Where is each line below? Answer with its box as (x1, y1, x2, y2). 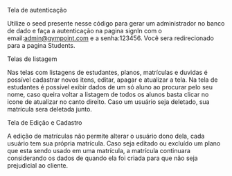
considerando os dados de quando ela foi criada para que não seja (7, 154, 199, 162)
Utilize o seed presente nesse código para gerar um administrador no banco (7, 19, 225, 27)
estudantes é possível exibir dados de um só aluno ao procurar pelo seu (7, 83, 213, 91)
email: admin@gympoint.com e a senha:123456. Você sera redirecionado (7, 34, 215, 42)
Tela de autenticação (7, 6, 67, 14)
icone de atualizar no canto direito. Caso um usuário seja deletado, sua (7, 98, 210, 106)
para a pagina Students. (7, 42, 75, 49)
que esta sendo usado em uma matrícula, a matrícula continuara (7, 147, 190, 155)
